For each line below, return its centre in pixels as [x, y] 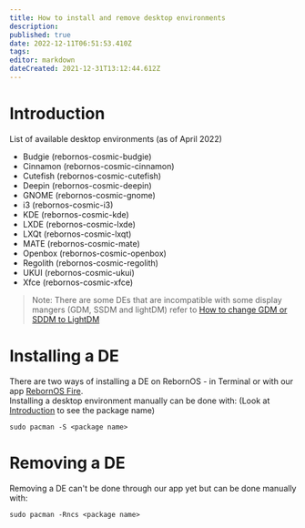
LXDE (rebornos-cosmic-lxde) [79, 224]
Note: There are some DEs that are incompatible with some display [157, 300]
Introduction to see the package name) [82, 410]
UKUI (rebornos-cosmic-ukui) [78, 272]
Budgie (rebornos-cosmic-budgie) [87, 157]
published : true [40, 35]
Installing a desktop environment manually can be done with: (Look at [140, 401]
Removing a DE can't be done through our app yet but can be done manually [153, 488]
